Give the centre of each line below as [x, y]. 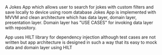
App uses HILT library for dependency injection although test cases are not [81, 37]
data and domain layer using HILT [39, 47]
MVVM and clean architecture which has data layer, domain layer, [71, 17]
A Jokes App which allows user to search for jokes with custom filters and [79, 7]
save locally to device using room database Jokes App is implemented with [81, 12]
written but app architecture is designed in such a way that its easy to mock [81, 42]
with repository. [21, 28]
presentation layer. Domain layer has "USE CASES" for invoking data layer [79, 22]
